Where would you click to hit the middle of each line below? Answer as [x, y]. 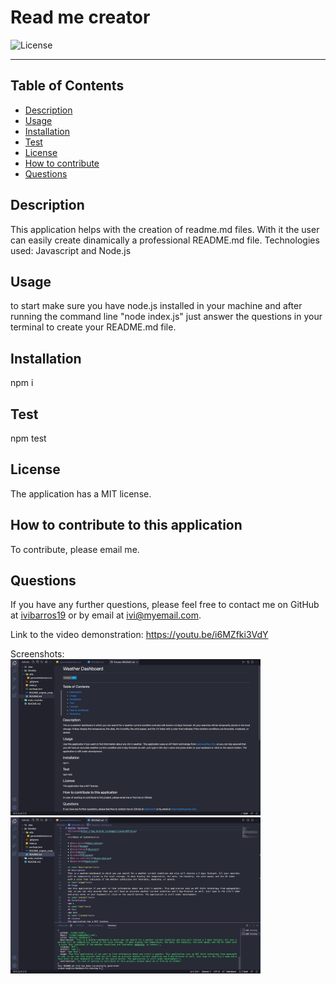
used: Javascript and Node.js [71, 250]
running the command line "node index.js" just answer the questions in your [166, 317]
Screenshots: [37, 654]
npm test [28, 438]
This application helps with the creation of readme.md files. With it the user [165, 229]
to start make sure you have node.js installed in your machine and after [156, 306]
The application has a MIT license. [81, 493]
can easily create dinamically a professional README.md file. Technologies [165, 240]
